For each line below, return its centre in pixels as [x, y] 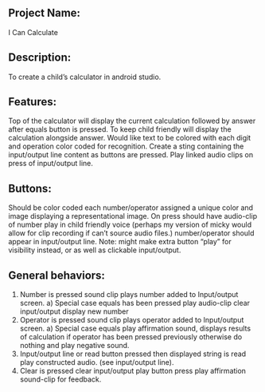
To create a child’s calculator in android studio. [85, 77]
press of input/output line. [51, 164]
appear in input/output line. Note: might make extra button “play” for [120, 242]
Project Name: [45, 13]
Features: [33, 102]
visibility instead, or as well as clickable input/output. [95, 250]
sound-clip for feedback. [60, 379]
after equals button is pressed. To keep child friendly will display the [120, 129]
